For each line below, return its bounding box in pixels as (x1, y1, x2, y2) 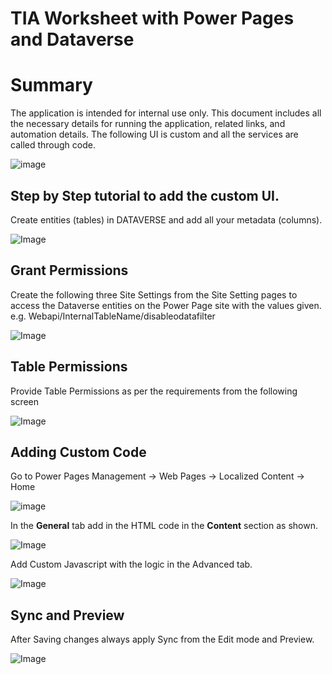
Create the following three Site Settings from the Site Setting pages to (10, 288, 298, 301)
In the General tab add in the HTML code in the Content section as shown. (10, 520, 318, 532)
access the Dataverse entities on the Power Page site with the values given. (10, 299, 322, 311)
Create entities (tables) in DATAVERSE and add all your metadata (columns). (10, 213, 323, 226)
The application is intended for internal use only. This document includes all (10, 107, 322, 119)
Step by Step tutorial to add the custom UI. (10, 187, 280, 204)
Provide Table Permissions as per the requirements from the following (10, 385, 298, 397)
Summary (10, 74, 93, 97)
